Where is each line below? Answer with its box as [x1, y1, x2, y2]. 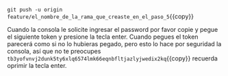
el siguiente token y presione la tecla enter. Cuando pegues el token [7, 33, 199, 41]
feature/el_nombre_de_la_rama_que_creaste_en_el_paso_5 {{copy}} [7, 12, 194, 20]
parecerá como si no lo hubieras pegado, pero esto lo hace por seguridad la [7, 40, 222, 47]
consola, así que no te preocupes [7, 47, 101, 55]
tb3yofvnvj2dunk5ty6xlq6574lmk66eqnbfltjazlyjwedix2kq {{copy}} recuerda [7, 54, 218, 62]
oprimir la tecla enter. [7, 62, 67, 69]
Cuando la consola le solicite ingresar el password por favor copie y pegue [7, 26, 218, 33]
